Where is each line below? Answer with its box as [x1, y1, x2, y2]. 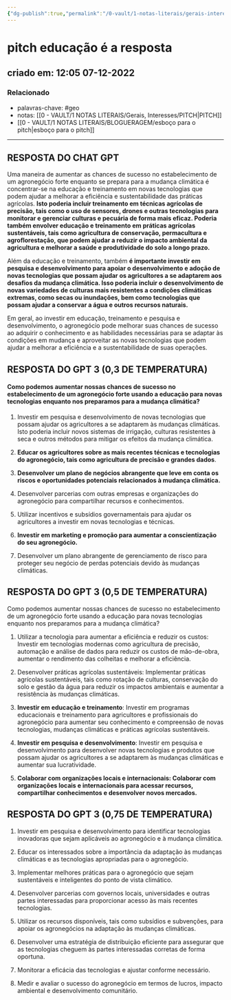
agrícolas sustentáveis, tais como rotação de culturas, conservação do [16, 675, 218, 683]
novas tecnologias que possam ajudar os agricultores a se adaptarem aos [7, 272, 222, 280]
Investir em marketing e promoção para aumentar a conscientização [16, 530, 217, 539]
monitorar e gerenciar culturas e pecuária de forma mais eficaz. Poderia [7, 214, 217, 223]
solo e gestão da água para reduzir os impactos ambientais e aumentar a [16, 682, 224, 690]
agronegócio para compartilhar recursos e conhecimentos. [16, 497, 184, 505]
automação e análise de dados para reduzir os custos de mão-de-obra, [16, 647, 220, 655]
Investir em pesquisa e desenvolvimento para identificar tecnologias [16, 827, 211, 835]
